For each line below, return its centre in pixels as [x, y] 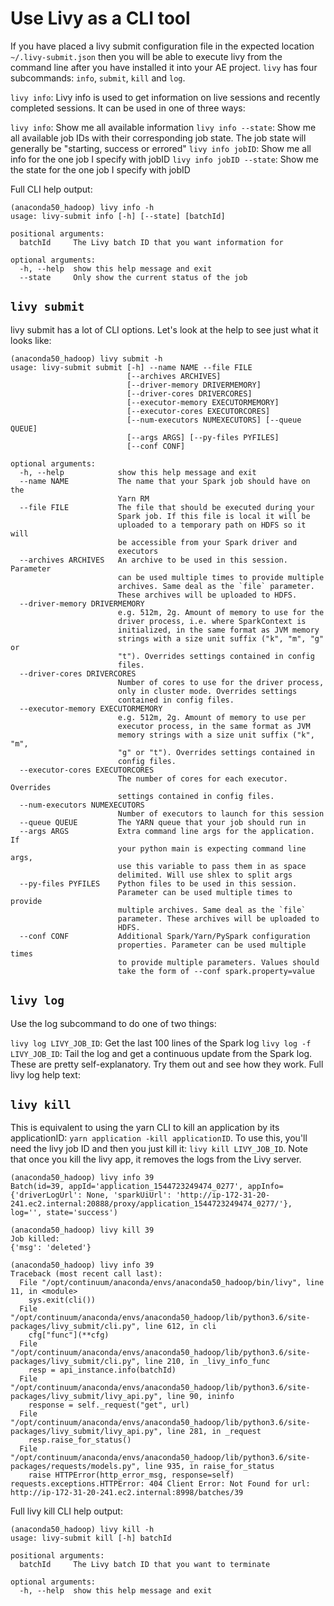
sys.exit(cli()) [62, 1300]
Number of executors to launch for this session [221, 813]
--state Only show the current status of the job [133, 277]
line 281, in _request [214, 1432]
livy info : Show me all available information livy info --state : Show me [163, 127]
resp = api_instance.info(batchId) [102, 1370]
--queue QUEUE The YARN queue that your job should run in [163, 822]
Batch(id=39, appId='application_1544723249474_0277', [127, 1187]
